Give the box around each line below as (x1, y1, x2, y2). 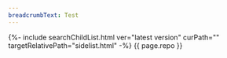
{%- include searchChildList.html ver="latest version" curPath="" (8, 32, 220, 42)
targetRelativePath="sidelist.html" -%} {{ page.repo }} (8, 40, 183, 50)
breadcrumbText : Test (8, 11, 79, 19)
